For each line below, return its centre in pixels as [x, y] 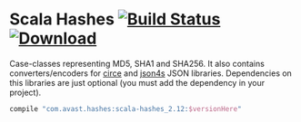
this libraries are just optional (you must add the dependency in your [137, 82]
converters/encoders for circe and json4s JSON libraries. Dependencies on [151, 73]
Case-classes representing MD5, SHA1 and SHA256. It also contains [137, 63]
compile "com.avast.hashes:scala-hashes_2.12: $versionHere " [126, 108]
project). [25, 92]
